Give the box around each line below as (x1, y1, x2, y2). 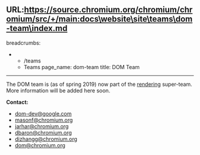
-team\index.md (6, 23, 68, 33)
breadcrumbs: (6, 39, 41, 46)
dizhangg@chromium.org (14, 135, 77, 142)
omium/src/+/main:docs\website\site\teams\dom (6, 14, 193, 24)
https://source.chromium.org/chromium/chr (24, 5, 193, 15)
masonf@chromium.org (14, 116, 73, 123)
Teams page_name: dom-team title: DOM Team (23, 63, 140, 70)
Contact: (6, 98, 29, 106)
